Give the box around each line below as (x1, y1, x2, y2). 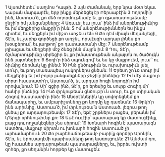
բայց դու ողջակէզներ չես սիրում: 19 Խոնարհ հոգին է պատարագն (5, 120, 157, 126)
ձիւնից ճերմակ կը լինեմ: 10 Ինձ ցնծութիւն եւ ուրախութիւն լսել (5, 62, 149, 68)
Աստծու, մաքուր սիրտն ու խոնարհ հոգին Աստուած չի (5, 125, 130, 131)
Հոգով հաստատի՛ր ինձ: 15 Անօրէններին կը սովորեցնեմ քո (5, 94, 140, 100)
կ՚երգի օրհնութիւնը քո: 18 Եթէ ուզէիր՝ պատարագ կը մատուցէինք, (5, 115, 158, 120)
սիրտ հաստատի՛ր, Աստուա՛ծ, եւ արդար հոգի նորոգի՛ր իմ (5, 78, 139, 84)
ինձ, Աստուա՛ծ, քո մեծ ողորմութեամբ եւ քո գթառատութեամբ (5, 15, 147, 20)
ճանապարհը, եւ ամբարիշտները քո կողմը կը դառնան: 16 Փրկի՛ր (5, 99, 155, 105)
